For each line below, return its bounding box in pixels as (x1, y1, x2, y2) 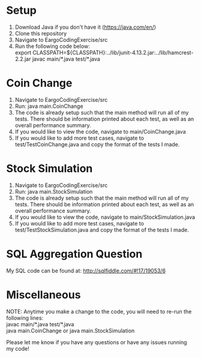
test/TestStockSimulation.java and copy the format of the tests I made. (14, 226, 189, 233)
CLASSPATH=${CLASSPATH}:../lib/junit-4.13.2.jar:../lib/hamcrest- (32, 49, 194, 56)
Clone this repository (14, 29, 67, 37)
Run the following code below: (14, 43, 90, 50)
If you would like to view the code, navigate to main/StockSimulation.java (14, 213, 196, 221)
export (14, 49, 32, 56)
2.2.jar (14, 55, 31, 62)
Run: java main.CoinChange (14, 103, 83, 110)
